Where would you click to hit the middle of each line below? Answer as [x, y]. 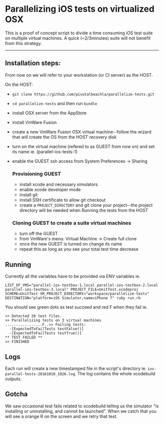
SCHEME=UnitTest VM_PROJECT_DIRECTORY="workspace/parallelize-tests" [77, 294]
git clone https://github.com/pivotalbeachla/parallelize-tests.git [83, 94]
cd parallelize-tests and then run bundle [55, 103]
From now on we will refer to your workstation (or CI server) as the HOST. [79, 75]
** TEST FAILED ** [24, 338]
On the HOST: [19, 85]
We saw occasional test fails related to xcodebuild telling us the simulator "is [82, 406]
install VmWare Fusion [34, 122]
